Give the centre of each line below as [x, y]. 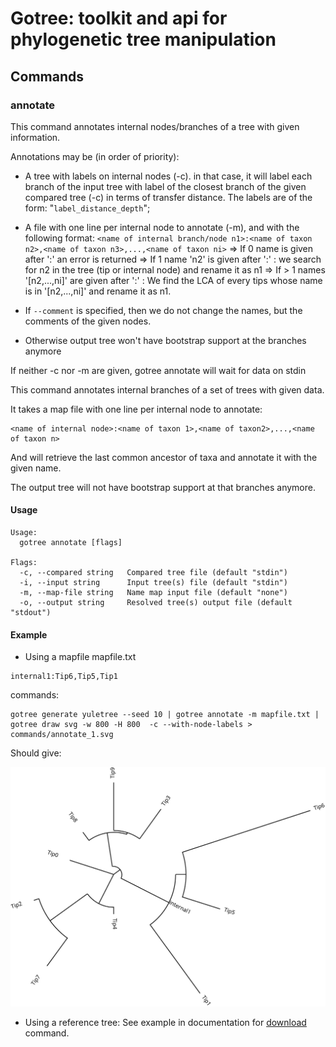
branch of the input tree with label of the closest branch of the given [165, 186]
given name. [36, 468]
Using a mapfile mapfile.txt [80, 657]
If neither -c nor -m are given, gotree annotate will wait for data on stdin [158, 370]
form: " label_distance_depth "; [87, 208]
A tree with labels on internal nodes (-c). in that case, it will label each [168, 176]
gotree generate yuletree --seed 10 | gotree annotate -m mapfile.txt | [165, 715]
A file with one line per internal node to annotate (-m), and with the [162, 227]
